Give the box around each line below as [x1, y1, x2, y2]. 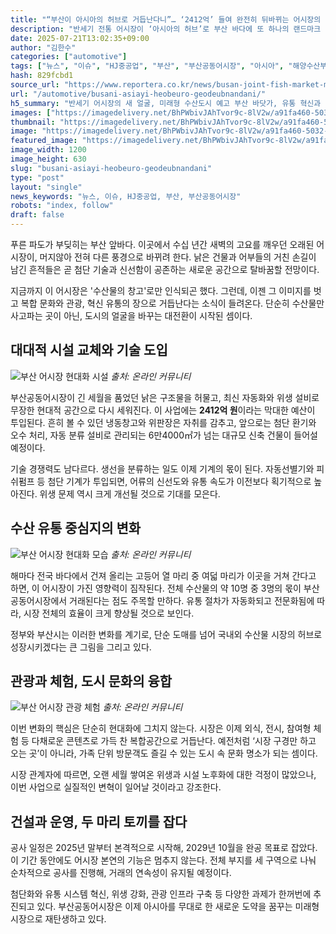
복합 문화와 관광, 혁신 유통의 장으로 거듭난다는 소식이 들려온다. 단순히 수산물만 [20, 297, 325, 309]
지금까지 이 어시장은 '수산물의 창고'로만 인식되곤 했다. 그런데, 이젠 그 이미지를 [10, 285, 312, 296]
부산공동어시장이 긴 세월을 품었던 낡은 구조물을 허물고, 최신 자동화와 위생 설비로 [10, 391, 320, 403]
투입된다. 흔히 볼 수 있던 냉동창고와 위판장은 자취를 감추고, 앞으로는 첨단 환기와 [10, 416, 317, 428]
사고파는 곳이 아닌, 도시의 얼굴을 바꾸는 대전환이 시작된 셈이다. [10, 310, 253, 321]
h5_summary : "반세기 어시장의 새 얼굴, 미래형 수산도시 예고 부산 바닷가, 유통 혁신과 [10, 98, 322, 108]
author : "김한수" [10, 42, 77, 53]
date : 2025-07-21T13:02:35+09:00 [10, 33, 150, 43]
